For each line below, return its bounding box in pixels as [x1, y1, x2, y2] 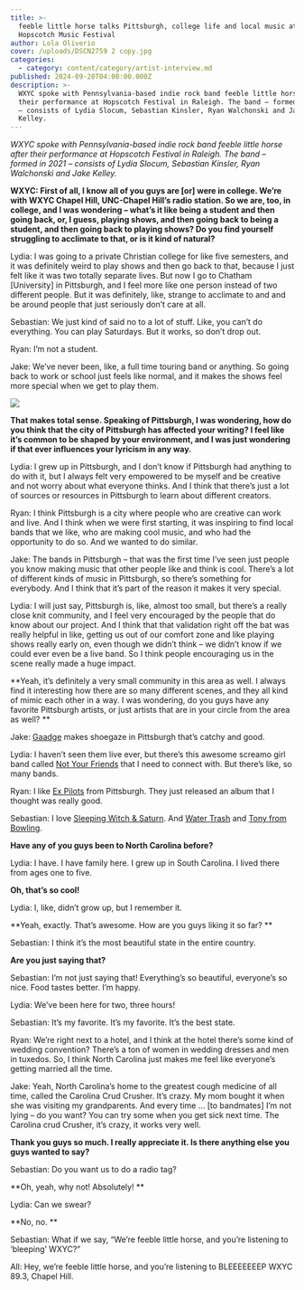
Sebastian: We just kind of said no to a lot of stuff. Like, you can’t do [10, 317, 263, 327]
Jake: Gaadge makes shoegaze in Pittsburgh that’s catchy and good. [10, 732, 265, 743]
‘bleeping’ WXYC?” [10, 1244, 81, 1255]
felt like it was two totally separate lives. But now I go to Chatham [10, 270, 253, 281]
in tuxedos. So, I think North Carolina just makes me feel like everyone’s [10, 1054, 276, 1065]
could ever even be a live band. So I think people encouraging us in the [10, 649, 274, 659]
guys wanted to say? [10, 1146, 90, 1158]
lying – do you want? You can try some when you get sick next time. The [10, 1110, 280, 1121]
